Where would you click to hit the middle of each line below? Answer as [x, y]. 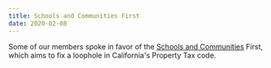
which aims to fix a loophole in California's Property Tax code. [112, 55]
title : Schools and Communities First [74, 16]
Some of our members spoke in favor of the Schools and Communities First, [135, 46]
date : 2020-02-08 [38, 23]
